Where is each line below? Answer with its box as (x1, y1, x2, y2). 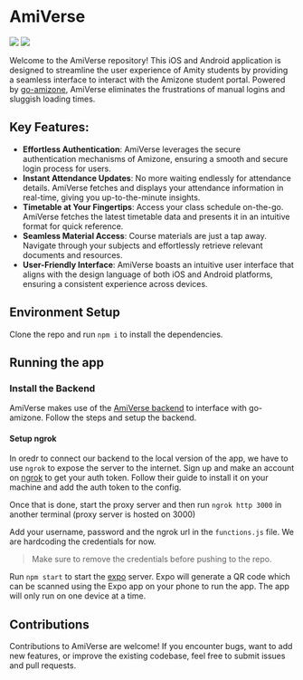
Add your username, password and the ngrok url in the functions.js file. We (9, 527, 294, 538)
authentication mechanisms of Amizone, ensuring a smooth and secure (22, 153, 289, 164)
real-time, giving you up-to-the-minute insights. (22, 192, 201, 203)
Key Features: (9, 120, 90, 135)
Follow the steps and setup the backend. (44, 412, 197, 423)
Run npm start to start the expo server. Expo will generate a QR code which (9, 571, 291, 582)
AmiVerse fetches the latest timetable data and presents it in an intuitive (22, 211, 290, 222)
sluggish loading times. (9, 93, 96, 104)
